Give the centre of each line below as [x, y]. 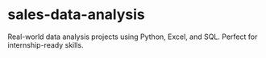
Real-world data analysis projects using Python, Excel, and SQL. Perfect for [133, 37]
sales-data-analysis [77, 15]
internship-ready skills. [46, 44]
